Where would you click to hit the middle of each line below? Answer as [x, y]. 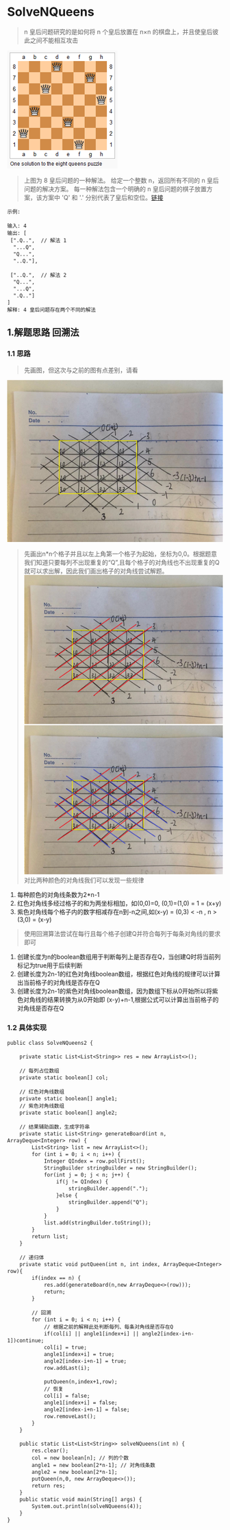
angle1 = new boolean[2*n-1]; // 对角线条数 [93, 1466]
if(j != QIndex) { [82, 1182]
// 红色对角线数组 [42, 1092]
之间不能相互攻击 [54, 40]
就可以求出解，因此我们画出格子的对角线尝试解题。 [96, 571]
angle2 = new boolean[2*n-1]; [75, 1472]
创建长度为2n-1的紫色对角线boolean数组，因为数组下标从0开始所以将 [114, 991]
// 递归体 [32, 1258]
